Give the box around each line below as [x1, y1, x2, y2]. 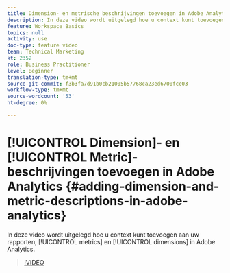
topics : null [7, 29, 44, 36]
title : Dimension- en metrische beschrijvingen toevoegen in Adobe [7, 10, 204, 17]
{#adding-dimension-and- [65, 179, 220, 194]
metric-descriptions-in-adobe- [7, 193, 188, 209]
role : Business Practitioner [7, 61, 90, 68]
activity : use [7, 36, 48, 43]
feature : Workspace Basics [7, 23, 84, 29]
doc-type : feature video [7, 42, 78, 49]
